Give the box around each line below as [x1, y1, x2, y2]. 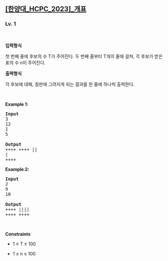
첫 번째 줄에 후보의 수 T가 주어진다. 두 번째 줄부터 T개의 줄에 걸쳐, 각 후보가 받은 [5, 53, 163, 59]
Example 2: [5, 166, 29, 172]
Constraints [5, 231, 31, 237]
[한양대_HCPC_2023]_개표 [5, 5, 87, 14]
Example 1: [5, 101, 29, 107]
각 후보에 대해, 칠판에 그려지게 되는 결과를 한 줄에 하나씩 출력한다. [5, 81, 135, 87]
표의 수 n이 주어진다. [5, 59, 46, 66]
